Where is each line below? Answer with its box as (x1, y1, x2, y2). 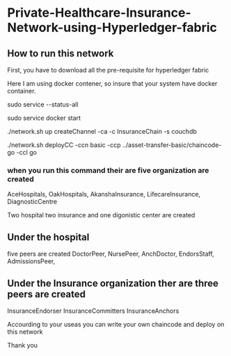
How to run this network (7, 47, 114, 59)
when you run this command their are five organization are (7, 165, 209, 175)
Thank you (7, 341, 38, 349)
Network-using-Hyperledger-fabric (7, 20, 218, 36)
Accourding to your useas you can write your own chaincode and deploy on (7, 320, 225, 328)
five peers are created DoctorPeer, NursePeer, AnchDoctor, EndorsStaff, (7, 249, 214, 258)
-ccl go (16, 148, 37, 156)
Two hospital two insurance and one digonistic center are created (7, 211, 196, 219)
